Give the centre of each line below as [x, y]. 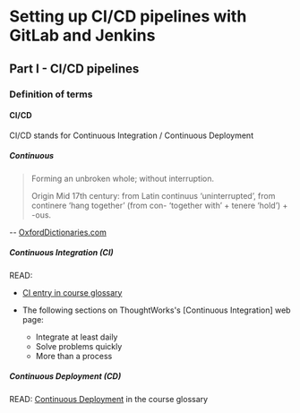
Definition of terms [51, 94]
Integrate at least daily [77, 337]
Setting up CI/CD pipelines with [128, 17]
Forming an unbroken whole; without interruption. [123, 178]
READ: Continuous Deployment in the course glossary [109, 399]
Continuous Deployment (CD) [65, 376]
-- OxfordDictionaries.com [58, 232]
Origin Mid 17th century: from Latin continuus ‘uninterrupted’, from [153, 195]
